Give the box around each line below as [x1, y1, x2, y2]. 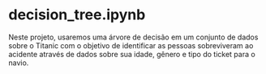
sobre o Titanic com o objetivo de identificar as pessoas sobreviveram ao [8, 40, 254, 50]
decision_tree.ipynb [8, 6, 146, 24]
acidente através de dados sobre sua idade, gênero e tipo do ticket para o [8, 49, 255, 59]
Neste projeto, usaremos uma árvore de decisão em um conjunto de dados [8, 32, 259, 42]
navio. [8, 58, 29, 68]
